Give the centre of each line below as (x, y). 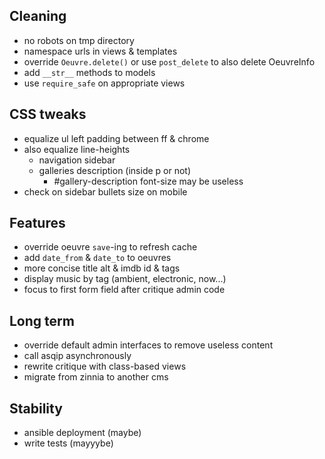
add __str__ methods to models (89, 72)
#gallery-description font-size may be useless (148, 181)
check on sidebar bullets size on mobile (105, 191)
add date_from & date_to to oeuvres (97, 258)
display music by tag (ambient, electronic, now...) (125, 279)
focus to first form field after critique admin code (124, 290)
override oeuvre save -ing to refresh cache (110, 247)
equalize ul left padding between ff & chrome (116, 138)
